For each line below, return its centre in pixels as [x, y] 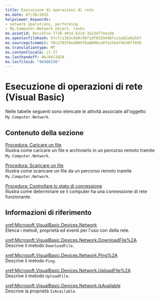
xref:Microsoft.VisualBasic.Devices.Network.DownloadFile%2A [71, 240]
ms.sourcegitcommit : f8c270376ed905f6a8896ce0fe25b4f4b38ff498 [73, 43]
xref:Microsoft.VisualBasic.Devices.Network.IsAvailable [63, 285]
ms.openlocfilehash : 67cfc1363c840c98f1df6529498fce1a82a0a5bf [73, 38]
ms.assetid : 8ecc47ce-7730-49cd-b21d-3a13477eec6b [60, 33]
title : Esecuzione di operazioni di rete [50, 10]
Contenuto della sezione [45, 133]
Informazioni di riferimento [49, 213]
